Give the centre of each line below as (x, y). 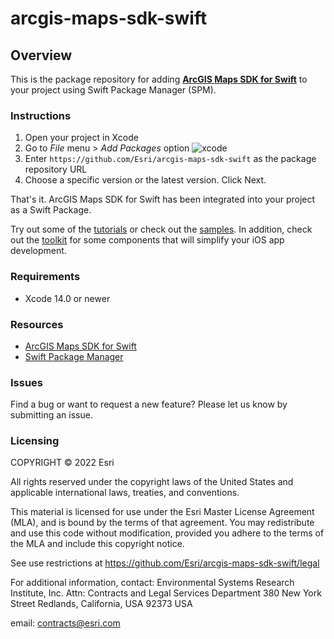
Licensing (35, 441)
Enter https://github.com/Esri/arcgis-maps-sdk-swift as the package (170, 159)
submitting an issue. (51, 415)
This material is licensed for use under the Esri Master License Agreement (162, 512)
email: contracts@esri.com (65, 623)
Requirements (45, 277)
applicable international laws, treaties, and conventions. (125, 493)
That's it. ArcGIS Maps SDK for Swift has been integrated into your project (163, 199)
